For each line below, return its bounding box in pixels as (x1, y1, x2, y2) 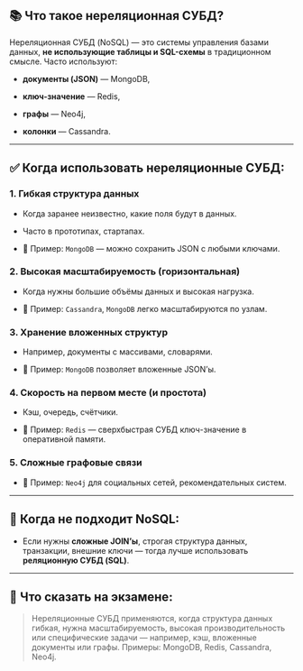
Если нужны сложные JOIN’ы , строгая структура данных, (22, 536, 248, 547)
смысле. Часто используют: (9, 56, 118, 67)
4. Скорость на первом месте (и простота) (9, 387, 207, 400)
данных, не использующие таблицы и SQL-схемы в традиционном (9, 46, 272, 57)
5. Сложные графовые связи (9, 456, 142, 469)
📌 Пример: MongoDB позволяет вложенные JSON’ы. (22, 364, 216, 375)
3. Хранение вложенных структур (9, 326, 169, 338)
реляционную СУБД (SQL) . (22, 555, 130, 565)
